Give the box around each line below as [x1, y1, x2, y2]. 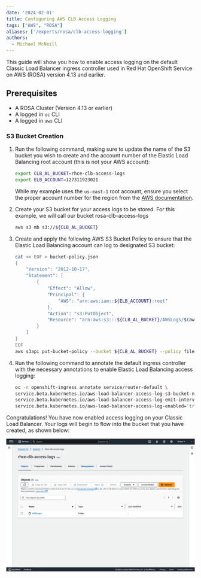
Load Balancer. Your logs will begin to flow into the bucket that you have [6, 421, 184, 428]
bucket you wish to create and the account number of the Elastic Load [14, 152, 188, 159]
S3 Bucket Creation [6, 132, 64, 140]
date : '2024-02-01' [6, 10, 55, 16]
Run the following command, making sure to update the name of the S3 [14, 145, 191, 153]
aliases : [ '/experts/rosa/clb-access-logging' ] [6, 29, 127, 35]
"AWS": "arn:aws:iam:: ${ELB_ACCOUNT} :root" [57, 298, 168, 304]
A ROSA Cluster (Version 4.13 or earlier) [14, 104, 112, 111]
